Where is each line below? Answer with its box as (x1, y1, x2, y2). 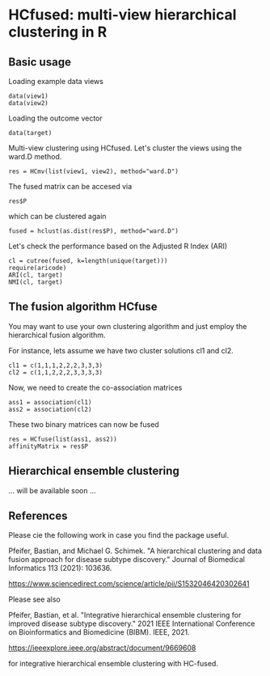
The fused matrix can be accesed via (8, 182, 133, 191)
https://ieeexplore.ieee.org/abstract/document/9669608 (8, 643, 196, 653)
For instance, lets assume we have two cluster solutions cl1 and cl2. (8, 345, 234, 355)
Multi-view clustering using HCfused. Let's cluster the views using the (8, 143, 243, 153)
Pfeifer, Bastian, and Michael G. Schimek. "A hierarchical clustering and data (8, 546, 263, 556)
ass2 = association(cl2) (8, 405, 92, 413)
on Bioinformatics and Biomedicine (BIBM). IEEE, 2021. (8, 627, 190, 637)
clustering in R (8, 23, 108, 41)
